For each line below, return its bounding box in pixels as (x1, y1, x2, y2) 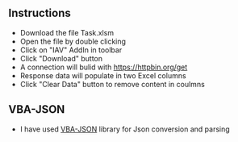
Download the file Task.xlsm (19, 27, 115, 37)
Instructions (8, 6, 71, 20)
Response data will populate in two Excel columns (19, 70, 187, 80)
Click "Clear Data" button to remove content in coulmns (19, 79, 206, 89)
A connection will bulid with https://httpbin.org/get (19, 62, 188, 72)
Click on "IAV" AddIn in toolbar (19, 44, 123, 55)
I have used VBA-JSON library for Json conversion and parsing (19, 124, 230, 134)
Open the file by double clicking (19, 36, 127, 46)
